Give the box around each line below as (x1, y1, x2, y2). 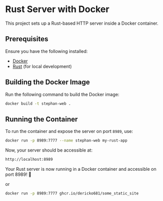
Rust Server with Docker (5, 4, 110, 15)
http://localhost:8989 (5, 157, 53, 162)
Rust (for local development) (12, 63, 72, 69)
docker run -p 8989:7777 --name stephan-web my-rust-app (5, 138, 128, 143)
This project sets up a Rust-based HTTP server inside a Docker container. (5, 20, 159, 26)
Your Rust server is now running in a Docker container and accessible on (5, 166, 156, 172)
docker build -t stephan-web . (5, 101, 71, 106)
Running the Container (5, 115, 78, 123)
